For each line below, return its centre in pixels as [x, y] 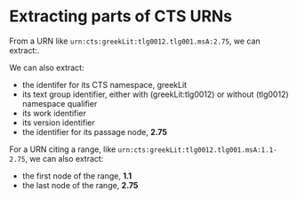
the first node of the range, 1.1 [76, 176]
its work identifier [54, 113]
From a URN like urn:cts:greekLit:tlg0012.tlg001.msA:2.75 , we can [135, 41]
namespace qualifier [60, 103]
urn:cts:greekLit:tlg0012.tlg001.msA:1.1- [197, 150]
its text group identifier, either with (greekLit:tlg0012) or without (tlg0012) [155, 94]
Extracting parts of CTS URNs [121, 16]
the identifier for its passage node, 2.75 [94, 131]
